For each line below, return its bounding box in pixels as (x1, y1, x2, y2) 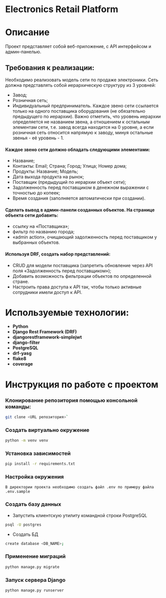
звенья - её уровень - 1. (12, 135, 64, 141)
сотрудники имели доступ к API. (12, 289, 82, 295)
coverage (12, 361, 33, 367)
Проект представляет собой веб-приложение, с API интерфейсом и (5, 43, 152, 49)
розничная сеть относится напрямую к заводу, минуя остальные (12, 129, 153, 135)
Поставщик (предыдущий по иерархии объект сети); (12, 179, 127, 185)
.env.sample (5, 489, 30, 494)
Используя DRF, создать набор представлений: (5, 251, 111, 257)
